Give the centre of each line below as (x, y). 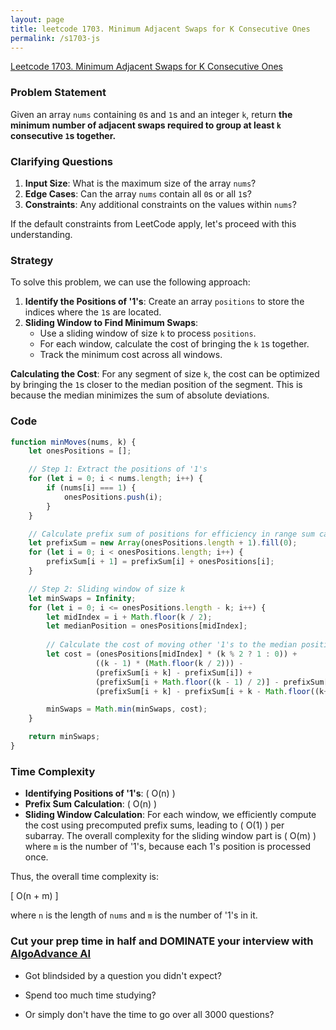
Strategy (32, 260)
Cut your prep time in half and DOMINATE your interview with (162, 941)
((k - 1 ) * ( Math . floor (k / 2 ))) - (169, 663)
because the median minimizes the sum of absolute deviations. (140, 395)
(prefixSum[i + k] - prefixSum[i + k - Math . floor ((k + (212, 691)
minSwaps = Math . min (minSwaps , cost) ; (127, 709)
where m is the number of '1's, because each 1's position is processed (168, 847)
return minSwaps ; (64, 737)
